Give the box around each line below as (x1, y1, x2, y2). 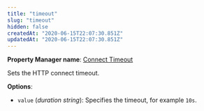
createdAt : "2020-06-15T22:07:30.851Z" (7, 29, 124, 37)
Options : (7, 82, 33, 91)
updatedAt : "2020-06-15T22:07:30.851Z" (7, 36, 124, 43)
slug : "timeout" (7, 17, 54, 24)
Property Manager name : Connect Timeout (7, 55, 133, 64)
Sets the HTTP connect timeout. (7, 69, 100, 77)
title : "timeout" (7, 10, 58, 17)
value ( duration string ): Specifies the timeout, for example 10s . (17, 96, 197, 105)
